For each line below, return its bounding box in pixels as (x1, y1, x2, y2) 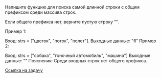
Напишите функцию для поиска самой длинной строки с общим (5, 4, 140, 10)
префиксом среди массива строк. (5, 9, 77, 15)
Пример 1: (5, 28, 26, 34)
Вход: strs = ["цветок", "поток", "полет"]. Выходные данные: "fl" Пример (5, 38, 157, 44)
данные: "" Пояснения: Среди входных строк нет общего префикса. (5, 58, 148, 63)
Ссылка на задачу (5, 67, 43, 73)
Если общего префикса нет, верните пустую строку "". (5, 19, 119, 25)
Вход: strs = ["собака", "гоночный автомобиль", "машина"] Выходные (5, 52, 151, 58)
